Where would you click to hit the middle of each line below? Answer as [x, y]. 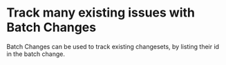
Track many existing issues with [101, 13]
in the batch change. [36, 54]
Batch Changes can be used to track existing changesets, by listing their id [113, 46]
